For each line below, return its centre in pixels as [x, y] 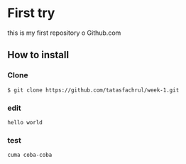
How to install [38, 55]
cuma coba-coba [30, 155]
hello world [25, 122]
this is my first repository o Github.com [64, 33]
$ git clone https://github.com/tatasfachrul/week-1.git [93, 90]
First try [31, 13]
